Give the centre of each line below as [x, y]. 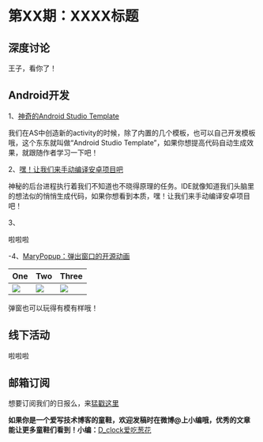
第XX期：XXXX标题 [74, 16]
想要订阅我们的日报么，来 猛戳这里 [64, 403]
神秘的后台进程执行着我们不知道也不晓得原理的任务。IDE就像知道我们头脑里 [131, 185]
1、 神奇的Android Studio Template [64, 116]
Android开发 [39, 96]
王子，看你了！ [32, 68]
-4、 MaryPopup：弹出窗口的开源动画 [69, 256]
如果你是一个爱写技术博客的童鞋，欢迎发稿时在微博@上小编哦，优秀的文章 [130, 420]
